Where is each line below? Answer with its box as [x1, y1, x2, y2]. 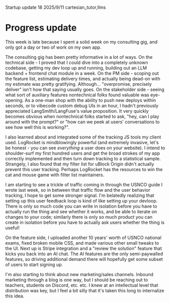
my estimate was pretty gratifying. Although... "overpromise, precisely [5, 81, 152, 87]
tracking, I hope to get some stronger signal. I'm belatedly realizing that [5, 192, 155, 198]
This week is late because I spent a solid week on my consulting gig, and [5, 39, 158, 45]
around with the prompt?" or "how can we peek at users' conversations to [5, 119, 160, 125]
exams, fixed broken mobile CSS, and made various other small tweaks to [5, 240, 159, 246]
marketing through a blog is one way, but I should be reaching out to [5, 277, 148, 283]
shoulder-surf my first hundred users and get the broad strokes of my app [5, 150, 160, 156]
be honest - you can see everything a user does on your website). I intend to [5, 145, 165, 151]
